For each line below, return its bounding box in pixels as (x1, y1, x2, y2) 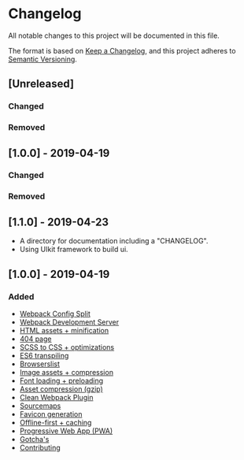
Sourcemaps (19, 401, 61, 410)
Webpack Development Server (19, 317, 120, 327)
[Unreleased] (8, 77, 75, 91)
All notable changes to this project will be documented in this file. (8, 31, 220, 40)
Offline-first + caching (19, 417, 92, 427)
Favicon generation (19, 409, 83, 418)
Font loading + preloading (19, 376, 104, 385)
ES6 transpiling (19, 351, 69, 360)
